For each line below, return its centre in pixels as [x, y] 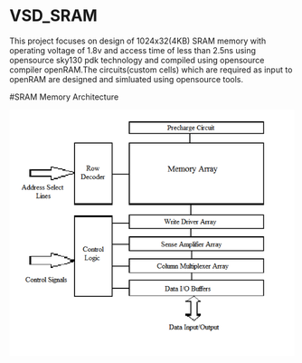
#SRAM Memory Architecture [64, 97]
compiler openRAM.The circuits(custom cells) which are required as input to [151, 70]
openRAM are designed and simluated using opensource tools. [127, 79]
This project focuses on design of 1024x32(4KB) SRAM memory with [138, 41]
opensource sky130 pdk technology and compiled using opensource [137, 60]
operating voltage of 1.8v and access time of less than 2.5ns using [132, 50]
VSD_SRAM [53, 16]
